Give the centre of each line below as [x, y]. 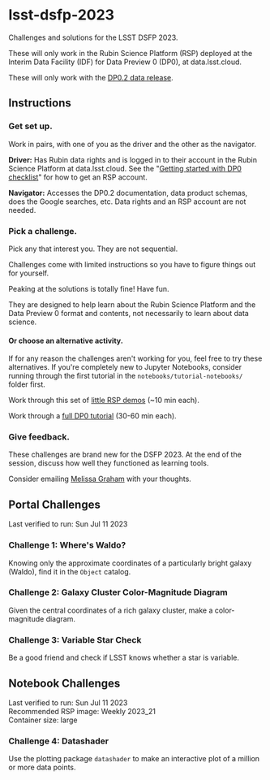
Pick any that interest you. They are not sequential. [93, 249]
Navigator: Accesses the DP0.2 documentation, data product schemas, [128, 193]
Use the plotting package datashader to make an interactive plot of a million [134, 759]
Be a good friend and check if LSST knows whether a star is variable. [124, 658]
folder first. [27, 384]
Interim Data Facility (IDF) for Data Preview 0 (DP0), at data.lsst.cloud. [125, 62]
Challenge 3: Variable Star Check [75, 639]
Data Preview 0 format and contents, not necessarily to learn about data [129, 313]
